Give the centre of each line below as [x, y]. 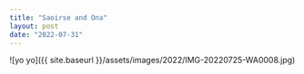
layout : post [34, 26]
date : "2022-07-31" [46, 34]
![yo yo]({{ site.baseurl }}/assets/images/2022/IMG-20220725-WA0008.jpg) [152, 60]
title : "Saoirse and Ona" [58, 18]
